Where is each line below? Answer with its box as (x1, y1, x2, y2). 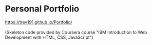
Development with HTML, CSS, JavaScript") (5, 34, 94, 40)
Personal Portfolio (5, 3, 79, 14)
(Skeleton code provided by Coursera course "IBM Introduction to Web (5, 29, 147, 35)
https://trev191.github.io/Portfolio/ (5, 19, 72, 25)
